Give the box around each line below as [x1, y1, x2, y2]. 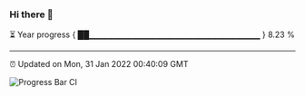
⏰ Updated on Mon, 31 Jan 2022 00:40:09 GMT [9, 59, 189, 70]
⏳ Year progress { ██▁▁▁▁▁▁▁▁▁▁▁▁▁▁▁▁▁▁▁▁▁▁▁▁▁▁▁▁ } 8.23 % [9, 29, 295, 40]
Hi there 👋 [9, 8, 54, 21]
